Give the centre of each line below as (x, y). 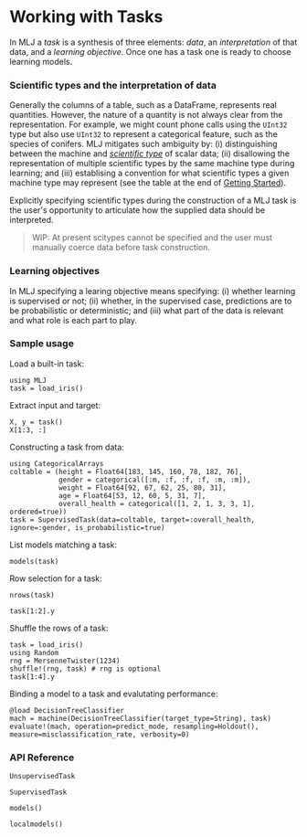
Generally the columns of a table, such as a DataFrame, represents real (143, 105)
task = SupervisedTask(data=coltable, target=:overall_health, (132, 519)
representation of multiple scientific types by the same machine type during (152, 164)
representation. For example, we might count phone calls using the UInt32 (148, 124)
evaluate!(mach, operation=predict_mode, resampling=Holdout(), (134, 726)
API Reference (42, 758)
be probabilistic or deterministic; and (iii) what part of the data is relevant (147, 310)
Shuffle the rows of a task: (59, 628)
